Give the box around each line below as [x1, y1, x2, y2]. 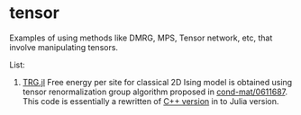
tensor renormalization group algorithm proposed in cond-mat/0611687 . [22, 86, 288, 97]
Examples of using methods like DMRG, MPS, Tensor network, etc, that [9, 32, 273, 43]
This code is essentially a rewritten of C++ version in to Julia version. [22, 95, 279, 106]
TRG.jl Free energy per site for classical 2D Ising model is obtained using [22, 76, 293, 87]
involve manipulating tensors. [9, 41, 119, 52]
